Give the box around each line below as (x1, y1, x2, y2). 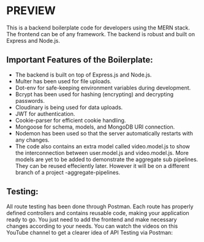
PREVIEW (6, 4, 56, 18)
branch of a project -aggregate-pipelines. (15, 168, 121, 176)
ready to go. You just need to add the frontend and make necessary (6, 216, 177, 223)
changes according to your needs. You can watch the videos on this (6, 222, 178, 230)
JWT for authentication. (15, 110, 75, 117)
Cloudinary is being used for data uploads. (15, 104, 123, 111)
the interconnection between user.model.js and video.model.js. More (15, 149, 189, 156)
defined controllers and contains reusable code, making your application (6, 209, 190, 216)
